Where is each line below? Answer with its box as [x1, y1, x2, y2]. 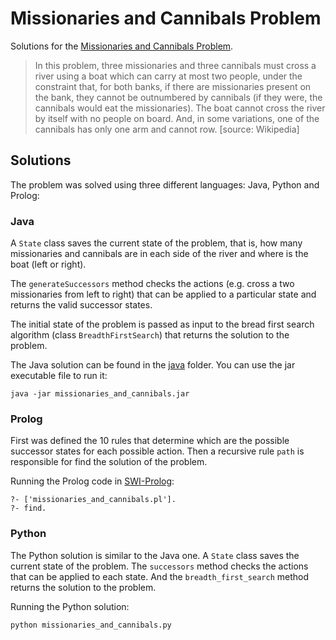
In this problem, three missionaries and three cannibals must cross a [34, 59, 317, 71]
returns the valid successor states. [10, 299, 153, 311]
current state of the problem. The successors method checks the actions [10, 560, 309, 572]
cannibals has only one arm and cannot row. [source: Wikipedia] [34, 123, 300, 135]
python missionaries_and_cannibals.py [10, 620, 172, 630]
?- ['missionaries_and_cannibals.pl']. [10, 495, 177, 505]
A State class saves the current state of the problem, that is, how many [10, 237, 303, 249]
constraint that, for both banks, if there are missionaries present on [34, 80, 312, 92]
